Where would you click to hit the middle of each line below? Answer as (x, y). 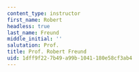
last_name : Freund (33, 33)
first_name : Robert (35, 20)
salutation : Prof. (33, 45)
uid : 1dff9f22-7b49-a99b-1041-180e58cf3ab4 (70, 58)
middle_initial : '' (35, 39)
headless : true (29, 26)
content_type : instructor (44, 13)
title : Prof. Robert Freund (47, 52)
